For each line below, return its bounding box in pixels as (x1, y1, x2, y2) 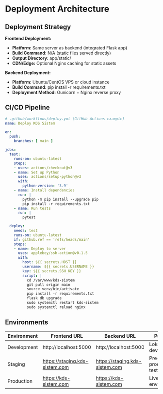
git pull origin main (26, 282, 70, 287)
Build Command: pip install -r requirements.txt (12, 84, 106, 90)
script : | (22, 273, 42, 278)
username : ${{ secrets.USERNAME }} (22, 264, 95, 269)
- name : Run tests (14, 206, 51, 211)
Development (7, 344, 38, 350)
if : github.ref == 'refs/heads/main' (14, 237, 90, 242)
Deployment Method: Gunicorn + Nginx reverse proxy (12, 90, 121, 95)
